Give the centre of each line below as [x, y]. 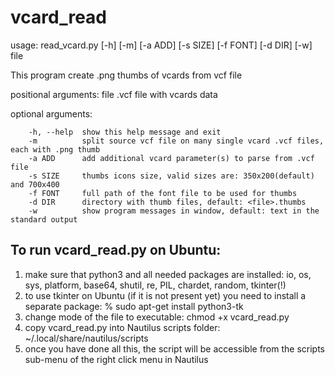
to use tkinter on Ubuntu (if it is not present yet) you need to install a [165, 295]
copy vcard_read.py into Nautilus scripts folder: [122, 327]
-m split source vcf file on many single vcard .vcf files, [176, 141]
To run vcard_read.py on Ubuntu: [116, 250]
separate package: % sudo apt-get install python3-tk [134, 306]
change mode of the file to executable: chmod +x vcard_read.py [157, 317]
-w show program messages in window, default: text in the [174, 211]
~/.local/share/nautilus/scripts [86, 338]
